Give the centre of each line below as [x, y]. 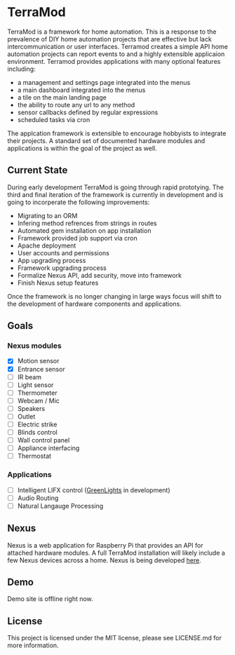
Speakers [31, 408]
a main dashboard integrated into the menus [81, 90]
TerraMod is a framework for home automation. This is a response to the [112, 32]
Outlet [26, 416]
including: [22, 69]
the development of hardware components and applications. [95, 304]
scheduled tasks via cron [54, 119]
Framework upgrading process [62, 268]
